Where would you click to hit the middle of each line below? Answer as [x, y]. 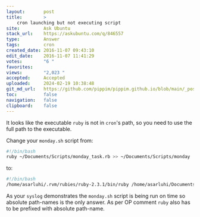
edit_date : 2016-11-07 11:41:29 [50, 56]
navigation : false [32, 100]
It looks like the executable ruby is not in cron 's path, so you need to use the [99, 122]
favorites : [20, 67]
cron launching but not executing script [69, 23]
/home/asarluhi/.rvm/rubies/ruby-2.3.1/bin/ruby [68, 185]
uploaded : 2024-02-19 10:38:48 [50, 84]
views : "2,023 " [36, 73]
